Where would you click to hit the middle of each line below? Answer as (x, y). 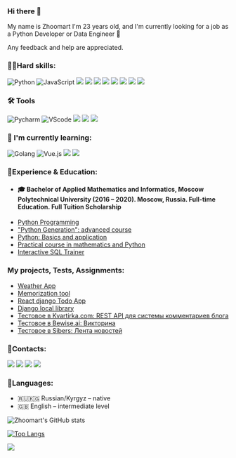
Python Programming (48, 222)
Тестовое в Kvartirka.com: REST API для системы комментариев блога (123, 315)
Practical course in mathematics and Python (81, 244)
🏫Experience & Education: (53, 172)
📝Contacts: (27, 348)
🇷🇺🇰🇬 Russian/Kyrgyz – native (64, 398)
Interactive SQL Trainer (51, 252)
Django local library (46, 308)
